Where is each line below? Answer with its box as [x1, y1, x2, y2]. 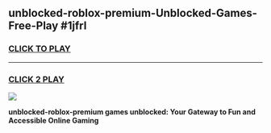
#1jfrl [60, 19, 87, 33]
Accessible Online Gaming [8, 115, 99, 125]
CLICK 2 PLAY [8, 73, 65, 85]
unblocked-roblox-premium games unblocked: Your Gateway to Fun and [8, 106, 256, 116]
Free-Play [8, 19, 59, 33]
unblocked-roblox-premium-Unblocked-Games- [8, 6, 258, 20]
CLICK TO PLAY [8, 44, 71, 55]
